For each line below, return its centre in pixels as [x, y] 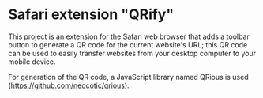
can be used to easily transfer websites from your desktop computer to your [132, 53]
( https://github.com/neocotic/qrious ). [69, 85]
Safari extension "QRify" [91, 15]
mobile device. [32, 62]
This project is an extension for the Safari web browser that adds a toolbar [129, 36]
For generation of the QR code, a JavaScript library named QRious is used [128, 77]
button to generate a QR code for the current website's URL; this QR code [128, 44]
